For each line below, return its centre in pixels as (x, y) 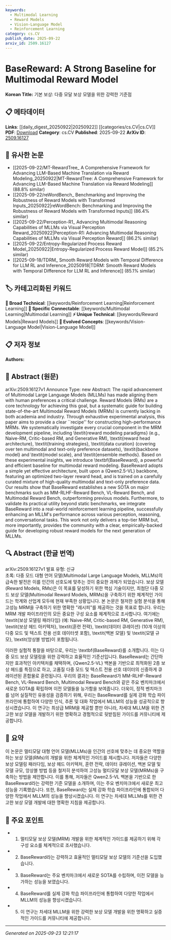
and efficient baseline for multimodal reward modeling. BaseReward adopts (84, 465)
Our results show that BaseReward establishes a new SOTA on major (77, 487)
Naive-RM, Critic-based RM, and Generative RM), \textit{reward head (78, 438)
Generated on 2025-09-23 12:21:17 (42, 933)
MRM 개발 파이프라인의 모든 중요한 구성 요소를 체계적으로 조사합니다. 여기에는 (83, 614)
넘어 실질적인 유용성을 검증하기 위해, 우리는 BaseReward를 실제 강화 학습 (83, 695)
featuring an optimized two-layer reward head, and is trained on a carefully (84, 476)
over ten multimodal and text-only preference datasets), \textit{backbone (82, 449)
